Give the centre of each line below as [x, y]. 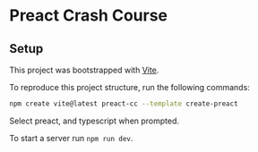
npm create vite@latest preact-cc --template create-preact [124, 104]
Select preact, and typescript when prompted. [95, 121]
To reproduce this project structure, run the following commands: [130, 87]
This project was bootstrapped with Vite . [84, 70]
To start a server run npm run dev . [71, 138]
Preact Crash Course [89, 16]
